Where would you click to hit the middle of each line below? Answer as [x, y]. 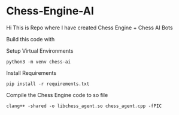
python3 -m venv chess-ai [38, 62]
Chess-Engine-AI [50, 11]
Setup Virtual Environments [40, 51]
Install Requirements [31, 72]
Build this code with [31, 39]
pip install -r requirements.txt [48, 84]
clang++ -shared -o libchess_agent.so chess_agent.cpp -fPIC [84, 106]
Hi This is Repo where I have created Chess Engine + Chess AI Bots [89, 28]
